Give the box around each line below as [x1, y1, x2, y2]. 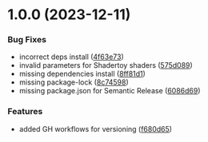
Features [7, 106, 43, 117]
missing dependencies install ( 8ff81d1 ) [18, 69, 146, 79]
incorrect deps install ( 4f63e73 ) [18, 52, 125, 61]
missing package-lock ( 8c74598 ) [18, 77, 129, 87]
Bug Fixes [7, 34, 47, 45]
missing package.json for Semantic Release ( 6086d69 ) [18, 86, 201, 96]
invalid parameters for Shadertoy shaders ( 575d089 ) [18, 61, 193, 70]
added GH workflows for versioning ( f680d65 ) [18, 124, 173, 133]
